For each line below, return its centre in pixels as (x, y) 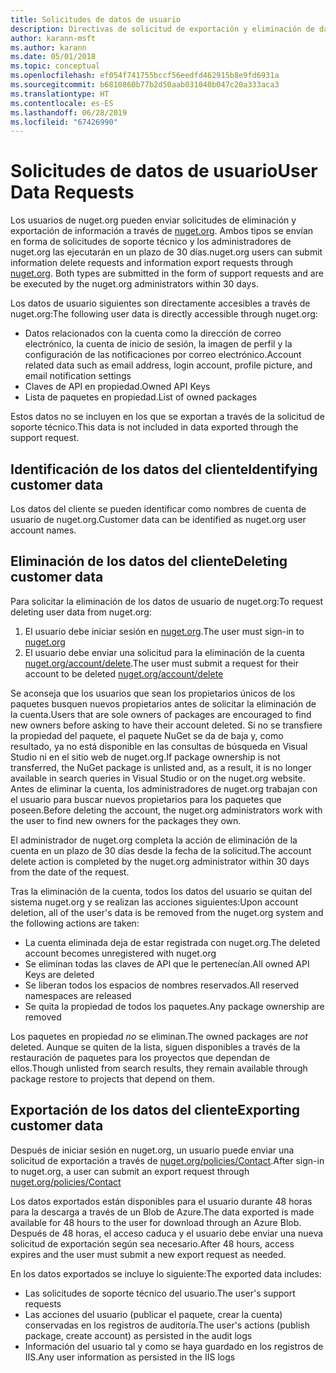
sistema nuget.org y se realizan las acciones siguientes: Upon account (154, 902)
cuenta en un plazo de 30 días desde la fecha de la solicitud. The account (161, 850)
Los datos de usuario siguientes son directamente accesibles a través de (160, 303)
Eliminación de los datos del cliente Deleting (149, 561)
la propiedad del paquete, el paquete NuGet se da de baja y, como (147, 735)
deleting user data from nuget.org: (81, 612)
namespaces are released (78, 995)
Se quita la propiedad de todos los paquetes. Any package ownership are (174, 1006)
